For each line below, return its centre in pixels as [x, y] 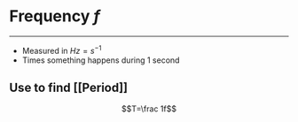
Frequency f [55, 16]
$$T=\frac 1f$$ [149, 109]
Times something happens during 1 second [101, 60]
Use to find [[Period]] [69, 87]
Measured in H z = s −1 [62, 50]
